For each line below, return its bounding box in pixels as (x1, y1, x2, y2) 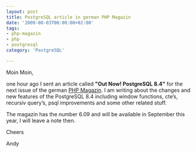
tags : (6, 25, 20, 31)
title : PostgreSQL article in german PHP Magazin (6, 14, 131, 20)
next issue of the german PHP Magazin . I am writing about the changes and (6, 87, 191, 94)
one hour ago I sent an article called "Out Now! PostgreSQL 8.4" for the (6, 80, 183, 87)
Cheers (6, 128, 24, 135)
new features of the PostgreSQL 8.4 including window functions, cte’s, (6, 93, 178, 100)
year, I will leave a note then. (6, 117, 76, 124)
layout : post (6, 8, 38, 15)
